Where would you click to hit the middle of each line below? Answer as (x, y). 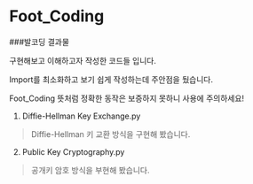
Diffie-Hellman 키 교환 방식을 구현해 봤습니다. (111, 134)
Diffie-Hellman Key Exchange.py (81, 116)
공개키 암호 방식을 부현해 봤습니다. (90, 170)
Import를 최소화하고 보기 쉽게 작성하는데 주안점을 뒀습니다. (111, 79)
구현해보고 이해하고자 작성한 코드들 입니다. (83, 60)
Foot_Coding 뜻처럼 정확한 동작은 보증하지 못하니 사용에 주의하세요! (127, 98)
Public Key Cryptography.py (73, 151)
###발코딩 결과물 (39, 42)
